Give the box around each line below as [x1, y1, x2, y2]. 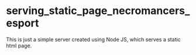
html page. [6, 42, 32, 49]
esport [6, 16, 39, 30]
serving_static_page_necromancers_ [6, 4, 190, 18]
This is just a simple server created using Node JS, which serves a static [6, 36, 181, 43]
